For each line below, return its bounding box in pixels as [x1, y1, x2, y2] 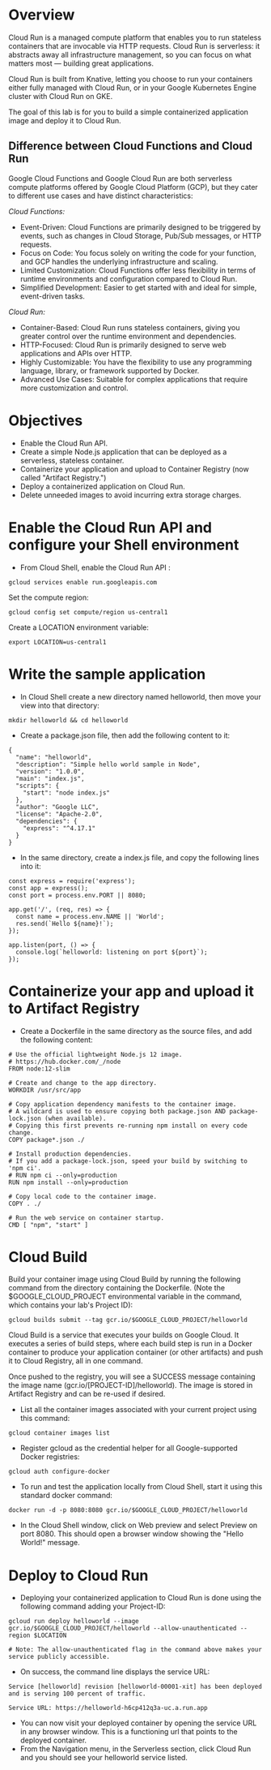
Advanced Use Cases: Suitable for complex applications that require [19, 374, 248, 384]
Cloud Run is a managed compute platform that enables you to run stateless [8, 32, 261, 42]
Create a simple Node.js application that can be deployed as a [19, 446, 227, 456]
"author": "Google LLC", [15, 803, 100, 811]
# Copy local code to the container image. [8, 1192, 158, 1200]
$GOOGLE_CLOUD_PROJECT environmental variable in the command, [8, 1292, 243, 1302]
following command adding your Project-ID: [19, 1601, 166, 1612]
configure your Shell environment [8, 536, 239, 553]
